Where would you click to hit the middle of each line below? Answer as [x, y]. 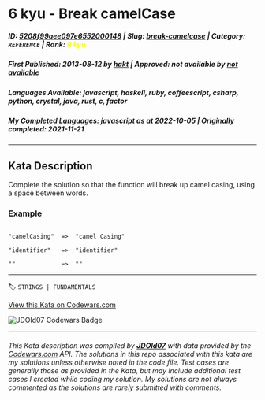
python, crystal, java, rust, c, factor [68, 101]
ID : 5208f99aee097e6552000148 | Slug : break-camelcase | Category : [127, 35]
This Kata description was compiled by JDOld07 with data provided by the [130, 345]
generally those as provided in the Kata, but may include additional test [124, 370]
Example [25, 213]
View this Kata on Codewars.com [62, 305]
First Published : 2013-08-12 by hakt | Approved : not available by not [123, 65]
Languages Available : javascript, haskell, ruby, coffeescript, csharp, [123, 92]
